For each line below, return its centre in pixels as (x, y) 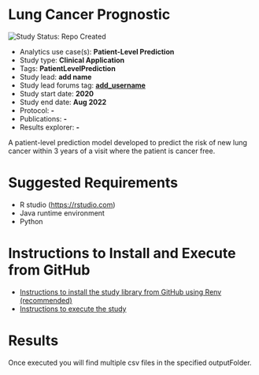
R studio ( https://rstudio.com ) (67, 204)
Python (31, 221)
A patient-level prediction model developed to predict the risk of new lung (128, 142)
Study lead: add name (55, 77)
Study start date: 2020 (57, 93)
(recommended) (46, 300)
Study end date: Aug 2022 (63, 102)
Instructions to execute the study (73, 309)
